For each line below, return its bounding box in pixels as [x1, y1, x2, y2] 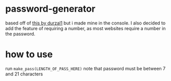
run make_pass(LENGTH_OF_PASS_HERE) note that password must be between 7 [5, 65, 166, 71]
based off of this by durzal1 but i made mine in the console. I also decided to [5, 20, 166, 26]
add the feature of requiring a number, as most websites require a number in [5, 25, 166, 31]
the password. [5, 31, 36, 37]
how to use [5, 49, 53, 60]
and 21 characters [5, 71, 43, 77]
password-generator [5, 3, 95, 15]
